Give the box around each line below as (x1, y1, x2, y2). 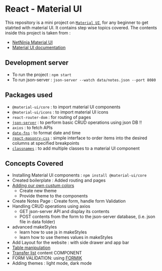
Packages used (5, 91, 53, 99)
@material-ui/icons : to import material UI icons (12, 109, 109, 115)
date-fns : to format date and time (12, 130, 81, 135)
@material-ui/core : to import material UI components (12, 104, 121, 110)
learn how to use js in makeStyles (19, 229, 87, 235)
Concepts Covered (5, 159, 63, 168)
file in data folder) (19, 219, 55, 225)
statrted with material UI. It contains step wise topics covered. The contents (5, 24, 157, 30)
